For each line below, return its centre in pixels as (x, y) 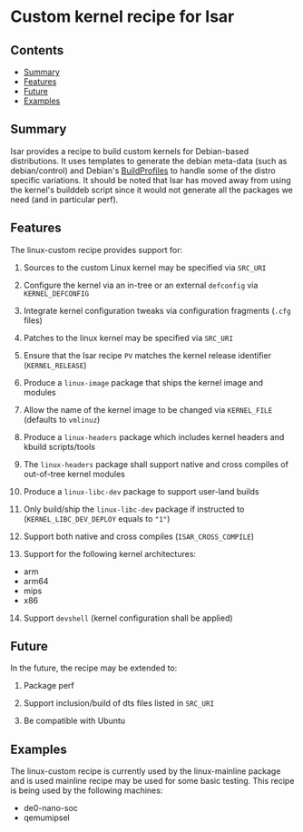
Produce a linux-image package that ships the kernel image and (143, 382)
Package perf (49, 686)
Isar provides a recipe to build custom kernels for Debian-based (129, 151)
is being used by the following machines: (87, 790)
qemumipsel (47, 817)
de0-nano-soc (50, 808)
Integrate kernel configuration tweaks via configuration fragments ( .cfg (157, 310)
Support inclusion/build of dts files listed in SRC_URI (119, 703)
